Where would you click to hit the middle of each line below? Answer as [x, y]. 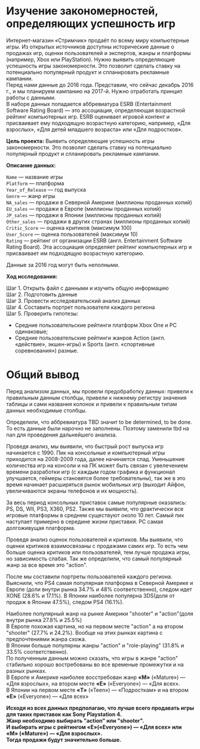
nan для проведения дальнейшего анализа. [62, 435]
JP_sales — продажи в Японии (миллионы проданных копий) [84, 215]
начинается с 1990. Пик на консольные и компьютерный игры [86, 453]
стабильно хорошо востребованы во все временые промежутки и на [95, 664]
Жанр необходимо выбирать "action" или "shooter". [75, 720]
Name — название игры [35, 177]
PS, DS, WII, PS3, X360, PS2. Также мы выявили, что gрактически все [95, 509]
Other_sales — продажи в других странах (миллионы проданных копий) [98, 221]
